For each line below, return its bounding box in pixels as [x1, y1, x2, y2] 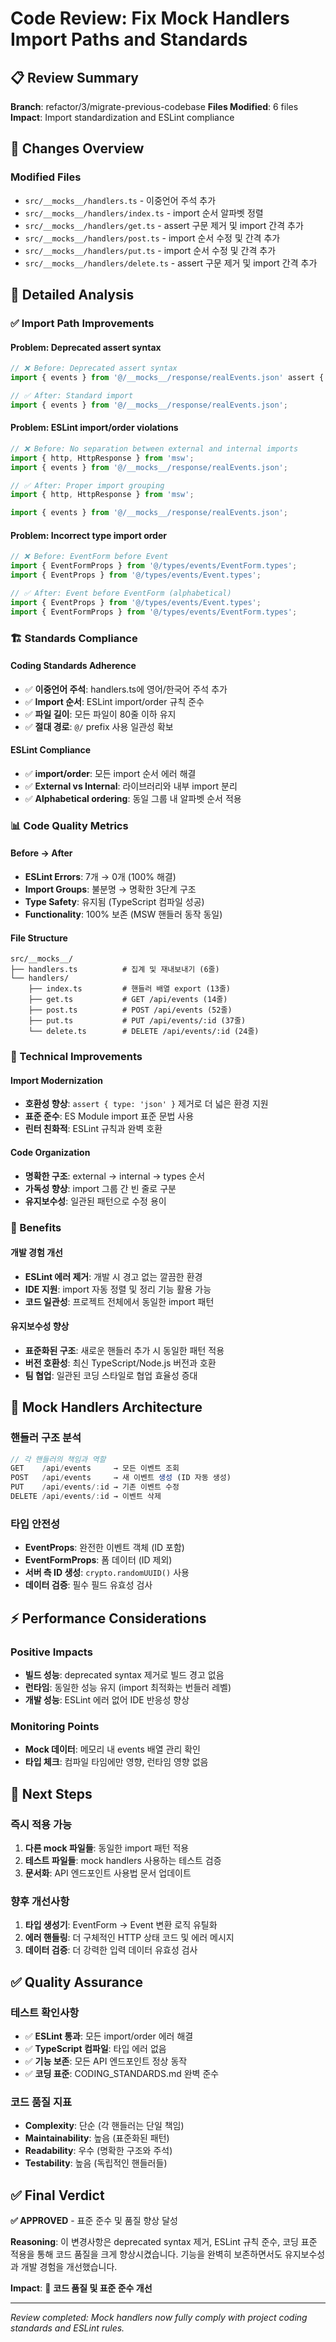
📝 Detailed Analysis [10, 287, 135, 304]
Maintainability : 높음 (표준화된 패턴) [24, 2132, 170, 2144]
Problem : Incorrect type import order [10, 529, 167, 541]
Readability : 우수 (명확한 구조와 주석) [24, 2145, 173, 2157]
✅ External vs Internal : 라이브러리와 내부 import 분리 [24, 780, 238, 792]
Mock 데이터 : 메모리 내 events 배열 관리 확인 [24, 1743, 201, 1756]
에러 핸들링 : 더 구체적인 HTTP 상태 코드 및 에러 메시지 [24, 1932, 235, 1944]
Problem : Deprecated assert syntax [10, 341, 162, 353]
